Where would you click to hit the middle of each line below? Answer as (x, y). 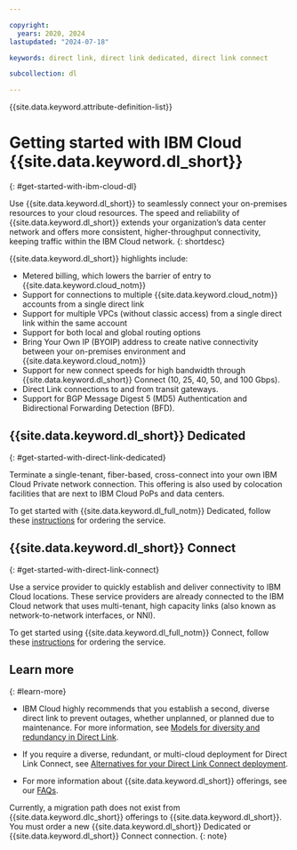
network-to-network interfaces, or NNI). (82, 615)
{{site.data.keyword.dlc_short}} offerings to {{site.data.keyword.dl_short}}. (145, 817)
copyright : (29, 25)
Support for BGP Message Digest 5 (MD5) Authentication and (134, 399)
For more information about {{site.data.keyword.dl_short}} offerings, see (154, 781)
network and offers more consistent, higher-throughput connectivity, (135, 232)
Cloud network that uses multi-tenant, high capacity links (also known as (143, 605)
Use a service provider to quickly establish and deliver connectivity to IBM (145, 587)
